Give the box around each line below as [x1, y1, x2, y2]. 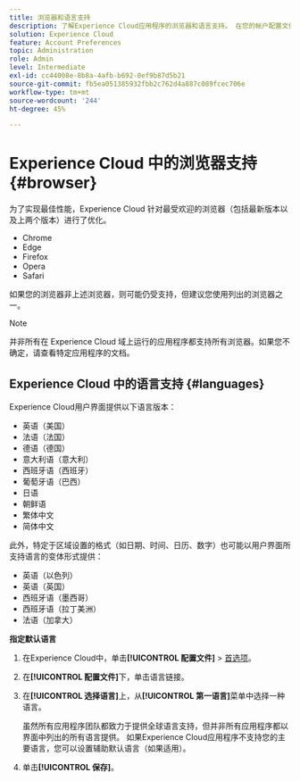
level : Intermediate [9, 63, 87, 72]
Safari [21, 270, 45, 281]
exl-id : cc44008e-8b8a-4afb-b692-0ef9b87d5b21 [9, 71, 186, 80]
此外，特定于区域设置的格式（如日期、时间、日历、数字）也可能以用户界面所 [9, 540, 291, 550]
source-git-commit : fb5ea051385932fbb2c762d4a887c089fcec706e [9, 79, 246, 88]
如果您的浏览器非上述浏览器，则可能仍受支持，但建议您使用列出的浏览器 [9, 289, 275, 300]
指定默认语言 [9, 634, 56, 644]
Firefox [21, 252, 49, 262]
